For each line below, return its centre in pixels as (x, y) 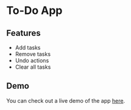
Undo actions (32, 60)
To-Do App (34, 11)
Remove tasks (33, 54)
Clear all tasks (33, 67)
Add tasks (28, 47)
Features (23, 33)
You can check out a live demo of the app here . (66, 100)
